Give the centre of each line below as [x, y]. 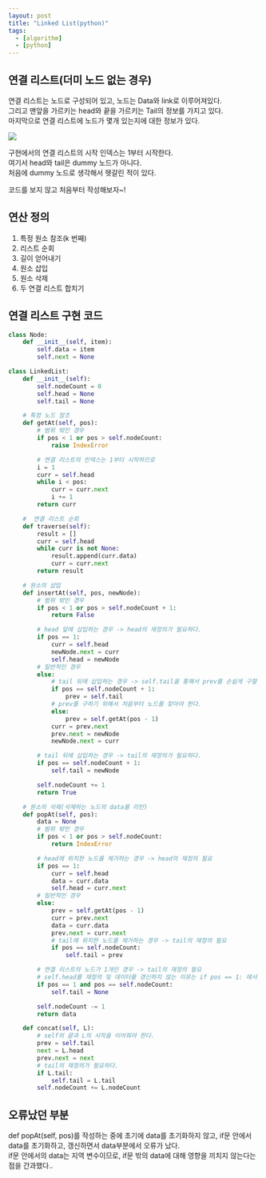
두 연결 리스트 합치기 [52, 288]
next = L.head [60, 1051]
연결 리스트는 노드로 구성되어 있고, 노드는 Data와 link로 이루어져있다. [115, 100]
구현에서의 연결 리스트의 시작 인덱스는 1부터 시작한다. [91, 152]
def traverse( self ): [57, 526]
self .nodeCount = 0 [69, 386]
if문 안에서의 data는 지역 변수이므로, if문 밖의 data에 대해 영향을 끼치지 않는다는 [132, 1156]
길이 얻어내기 [40, 258]
